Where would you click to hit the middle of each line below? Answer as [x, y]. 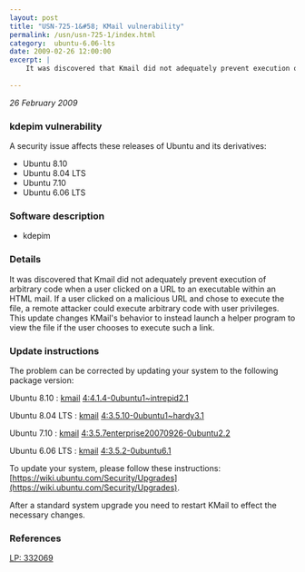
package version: [42, 380]
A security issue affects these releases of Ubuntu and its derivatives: [138, 146]
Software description [57, 216]
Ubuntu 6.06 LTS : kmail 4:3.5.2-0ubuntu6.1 [90, 450]
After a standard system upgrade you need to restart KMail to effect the [143, 505]
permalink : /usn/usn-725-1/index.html [83, 35]
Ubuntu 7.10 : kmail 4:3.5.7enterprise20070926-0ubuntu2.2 [120, 433]
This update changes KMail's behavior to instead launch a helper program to [152, 318]
